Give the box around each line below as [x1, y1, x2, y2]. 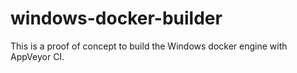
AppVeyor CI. [10, 50, 65, 62]
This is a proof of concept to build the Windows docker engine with [10, 40, 288, 52]
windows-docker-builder [10, 7, 223, 30]
